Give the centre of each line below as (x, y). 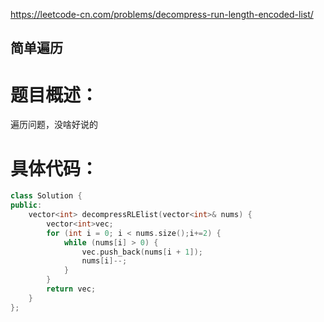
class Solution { (46, 196)
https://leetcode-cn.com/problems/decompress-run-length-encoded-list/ (162, 14)
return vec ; (71, 289)
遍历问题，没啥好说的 (54, 125)
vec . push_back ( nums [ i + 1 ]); (142, 252)
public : (26, 205)
